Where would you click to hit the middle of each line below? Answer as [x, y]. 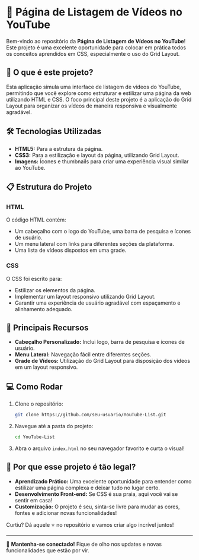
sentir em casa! [33, 500]
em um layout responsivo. [46, 367]
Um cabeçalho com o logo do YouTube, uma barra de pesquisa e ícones [103, 232]
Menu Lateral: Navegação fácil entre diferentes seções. [83, 355]
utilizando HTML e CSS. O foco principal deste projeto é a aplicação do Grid [99, 99]
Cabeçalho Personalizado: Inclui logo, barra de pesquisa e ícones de [99, 342]
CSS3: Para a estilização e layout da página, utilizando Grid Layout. [97, 155]
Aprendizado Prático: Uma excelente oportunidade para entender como [103, 481]
